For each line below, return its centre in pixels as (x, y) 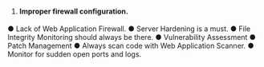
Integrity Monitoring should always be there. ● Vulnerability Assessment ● (132, 37)
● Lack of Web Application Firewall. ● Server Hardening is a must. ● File (129, 29)
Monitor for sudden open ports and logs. (75, 54)
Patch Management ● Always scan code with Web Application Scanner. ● (131, 46)
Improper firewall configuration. (74, 11)
